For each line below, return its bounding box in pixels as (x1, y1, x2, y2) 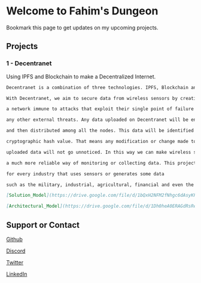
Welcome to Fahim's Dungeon (6, 4, 159, 18)
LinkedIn (6, 270, 28, 278)
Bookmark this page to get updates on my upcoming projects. (6, 24, 159, 31)
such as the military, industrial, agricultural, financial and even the (6, 181, 194, 188)
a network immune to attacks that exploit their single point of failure (6, 106, 194, 112)
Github (6, 235, 23, 243)
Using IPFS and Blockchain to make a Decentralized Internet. (6, 73, 156, 80)
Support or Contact (6, 220, 80, 230)
